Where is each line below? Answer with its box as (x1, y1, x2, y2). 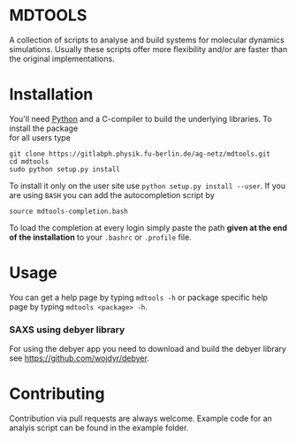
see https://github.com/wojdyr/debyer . (9, 353, 150, 363)
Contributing (9, 384, 105, 404)
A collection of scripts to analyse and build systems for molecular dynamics (9, 34, 285, 45)
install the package (9, 123, 79, 133)
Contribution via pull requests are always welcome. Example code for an (9, 413, 272, 424)
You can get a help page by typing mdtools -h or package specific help (9, 292, 268, 302)
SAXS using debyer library (9, 324, 125, 336)
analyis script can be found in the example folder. (9, 423, 189, 433)
